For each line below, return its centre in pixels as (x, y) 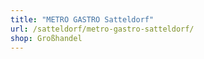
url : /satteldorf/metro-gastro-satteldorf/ (102, 29)
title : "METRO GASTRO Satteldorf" (82, 19)
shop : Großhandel (46, 38)
